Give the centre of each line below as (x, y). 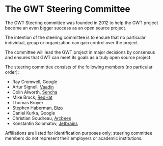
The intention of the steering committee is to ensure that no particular (75, 37)
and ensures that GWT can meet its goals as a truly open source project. (78, 57)
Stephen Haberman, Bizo (37, 108)
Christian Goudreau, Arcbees (41, 118)
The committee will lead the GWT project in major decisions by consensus (80, 52)
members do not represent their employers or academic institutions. (74, 138)
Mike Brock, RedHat (32, 97)
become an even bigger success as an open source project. (66, 28)
